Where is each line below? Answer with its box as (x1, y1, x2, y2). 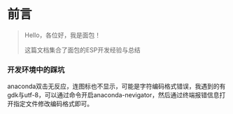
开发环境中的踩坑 (7, 64, 65, 74)
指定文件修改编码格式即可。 (13, 99, 93, 108)
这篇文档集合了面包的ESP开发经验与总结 (24, 45, 141, 54)
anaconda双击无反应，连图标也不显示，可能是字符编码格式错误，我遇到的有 (7, 82, 226, 91)
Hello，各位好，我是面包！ (24, 31, 101, 39)
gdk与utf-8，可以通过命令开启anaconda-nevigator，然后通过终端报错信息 (7, 91, 220, 99)
